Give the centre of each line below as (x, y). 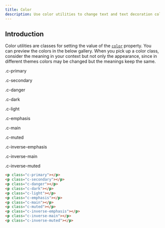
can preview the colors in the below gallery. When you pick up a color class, (82, 51)
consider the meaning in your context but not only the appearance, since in (81, 56)
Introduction (25, 34)
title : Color (18, 10)
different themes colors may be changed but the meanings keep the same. (81, 61)
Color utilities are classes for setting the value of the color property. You (78, 46)
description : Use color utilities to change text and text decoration (79, 14)
